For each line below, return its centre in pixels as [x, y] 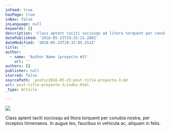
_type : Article [21, 89]
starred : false [21, 76]
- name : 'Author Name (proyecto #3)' [50, 57]
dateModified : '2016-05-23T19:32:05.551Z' [51, 43]
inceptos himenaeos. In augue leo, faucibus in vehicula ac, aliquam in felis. [83, 123]
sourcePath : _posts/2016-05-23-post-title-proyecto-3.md [67, 80]
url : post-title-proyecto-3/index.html [47, 85]
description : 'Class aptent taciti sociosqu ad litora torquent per [79, 33]
